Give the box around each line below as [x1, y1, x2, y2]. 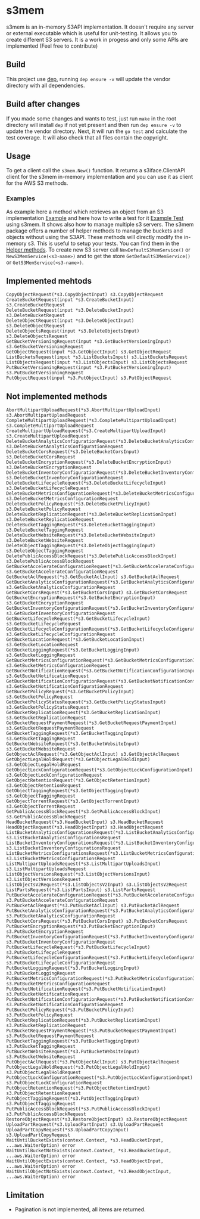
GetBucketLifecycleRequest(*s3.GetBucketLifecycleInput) [6, 616, 151, 622]
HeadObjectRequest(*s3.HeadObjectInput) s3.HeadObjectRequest [6, 824, 164, 830]
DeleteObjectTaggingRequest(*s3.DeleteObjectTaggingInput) [6, 543, 156, 549]
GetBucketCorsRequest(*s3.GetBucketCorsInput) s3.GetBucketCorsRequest [6, 590, 187, 596]
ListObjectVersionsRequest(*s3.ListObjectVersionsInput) [6, 871, 151, 877]
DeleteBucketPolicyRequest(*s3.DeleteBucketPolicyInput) [6, 501, 151, 507]
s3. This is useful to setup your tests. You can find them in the [27, 240, 180, 247]
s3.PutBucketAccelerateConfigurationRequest [6, 898, 118, 904]
